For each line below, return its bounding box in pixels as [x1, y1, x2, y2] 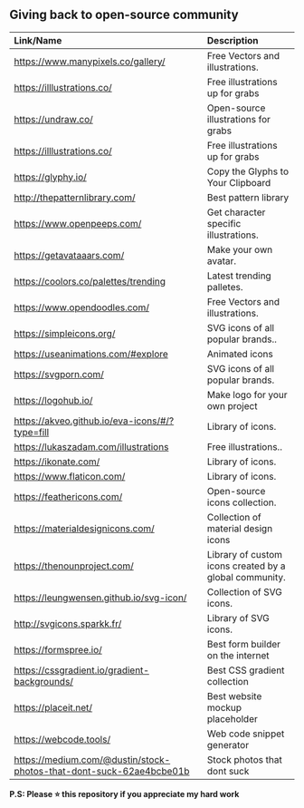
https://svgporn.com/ [14, 367, 104, 380]
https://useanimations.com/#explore [14, 347, 169, 360]
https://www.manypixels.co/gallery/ [14, 54, 166, 67]
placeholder [206, 712, 258, 725]
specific [206, 217, 242, 229]
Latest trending [206, 269, 271, 282]
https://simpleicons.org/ [14, 326, 116, 339]
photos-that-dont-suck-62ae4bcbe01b [14, 764, 190, 777]
